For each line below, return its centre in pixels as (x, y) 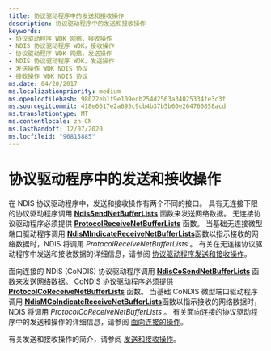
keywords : (25, 31)
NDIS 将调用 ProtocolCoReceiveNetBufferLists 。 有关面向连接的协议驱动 (130, 311)
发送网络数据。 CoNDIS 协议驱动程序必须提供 (98, 281)
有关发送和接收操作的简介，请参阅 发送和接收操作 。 (94, 339)
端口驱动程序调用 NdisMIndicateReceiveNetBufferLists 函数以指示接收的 (130, 233)
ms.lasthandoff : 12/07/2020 (56, 129)
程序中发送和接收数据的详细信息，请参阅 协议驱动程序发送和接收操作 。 (133, 254)
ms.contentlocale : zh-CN (50, 122)
